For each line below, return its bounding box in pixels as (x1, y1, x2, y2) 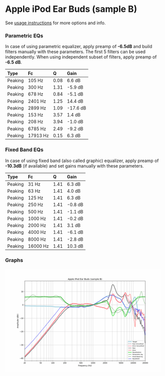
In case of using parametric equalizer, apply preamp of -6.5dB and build (5, 44, 152, 50)
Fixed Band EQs (5, 146, 43, 153)
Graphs (5, 257, 23, 264)
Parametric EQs (5, 32, 43, 39)
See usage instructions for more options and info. (5, 20, 106, 26)
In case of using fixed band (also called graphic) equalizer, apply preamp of (5, 158, 159, 163)
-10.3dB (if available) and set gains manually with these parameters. (5, 162, 144, 169)
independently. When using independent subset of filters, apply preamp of (5, 54, 157, 60)
